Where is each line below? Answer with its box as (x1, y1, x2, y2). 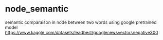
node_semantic (5, 3, 69, 14)
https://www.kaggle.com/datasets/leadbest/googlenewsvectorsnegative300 (5, 29, 158, 35)
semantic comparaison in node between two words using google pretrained (5, 19, 157, 25)
